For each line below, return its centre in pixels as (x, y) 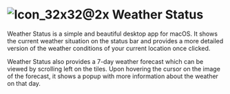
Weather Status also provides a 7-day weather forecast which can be (105, 61)
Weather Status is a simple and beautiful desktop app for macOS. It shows (113, 34)
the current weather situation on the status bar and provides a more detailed (115, 40)
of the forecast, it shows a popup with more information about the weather (113, 76)
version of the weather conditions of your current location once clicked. (109, 48)
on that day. (24, 83)
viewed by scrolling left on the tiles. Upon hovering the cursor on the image (114, 69)
